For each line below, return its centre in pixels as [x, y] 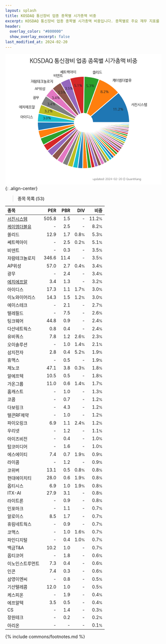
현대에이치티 [19, 478]
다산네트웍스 [19, 329]
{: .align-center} [22, 188]
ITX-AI [14, 493]
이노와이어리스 [21, 297]
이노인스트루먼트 [23, 563]
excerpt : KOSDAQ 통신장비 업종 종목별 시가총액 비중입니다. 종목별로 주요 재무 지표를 [83, 21]
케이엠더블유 [19, 226]
